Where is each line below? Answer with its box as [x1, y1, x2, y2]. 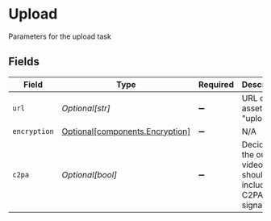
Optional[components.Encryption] [61, 126, 191, 137]
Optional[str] [61, 102, 110, 114]
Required [198, 78, 234, 90]
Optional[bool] [61, 169, 118, 180]
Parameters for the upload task [8, 31, 111, 41]
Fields [8, 55, 40, 69]
